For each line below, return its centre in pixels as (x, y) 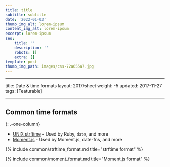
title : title (19, 10)
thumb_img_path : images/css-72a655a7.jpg (50, 66)
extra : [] (25, 57)
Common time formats (41, 112)
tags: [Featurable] (24, 91)
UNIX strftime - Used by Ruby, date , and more (60, 134)
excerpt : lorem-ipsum (28, 34)
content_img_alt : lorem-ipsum (37, 29)
